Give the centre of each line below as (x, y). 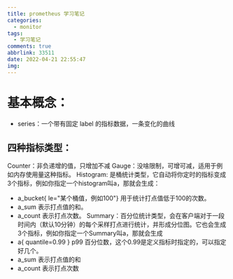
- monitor (28, 27)
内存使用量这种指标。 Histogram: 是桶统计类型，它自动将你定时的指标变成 (119, 175)
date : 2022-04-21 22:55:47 (47, 60)
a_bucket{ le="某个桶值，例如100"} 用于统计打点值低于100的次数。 (114, 198)
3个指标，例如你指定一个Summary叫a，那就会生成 (90, 233)
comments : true (29, 46)
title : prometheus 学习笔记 (46, 14)
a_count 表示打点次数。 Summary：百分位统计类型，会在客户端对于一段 (121, 216)
